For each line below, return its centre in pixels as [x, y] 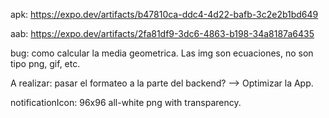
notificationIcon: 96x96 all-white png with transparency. [126, 102]
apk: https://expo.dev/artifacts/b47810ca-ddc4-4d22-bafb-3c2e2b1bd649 [164, 14]
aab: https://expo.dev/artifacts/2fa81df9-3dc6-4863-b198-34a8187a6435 [162, 33]
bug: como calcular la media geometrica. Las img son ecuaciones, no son [162, 53]
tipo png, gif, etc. [45, 63]
